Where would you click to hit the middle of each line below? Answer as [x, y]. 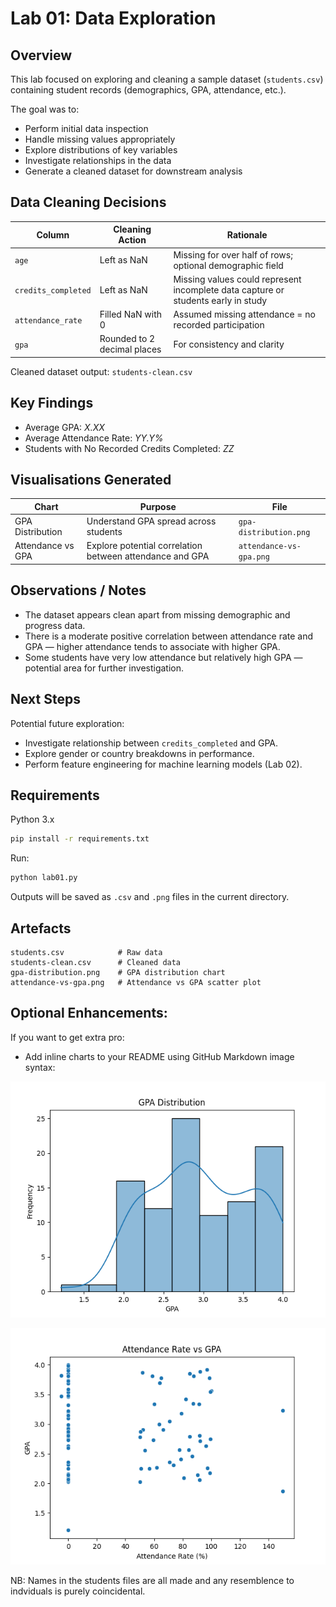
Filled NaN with [131, 314]
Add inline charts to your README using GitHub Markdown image [159, 1056]
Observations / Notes [78, 590]
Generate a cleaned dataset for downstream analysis [133, 171]
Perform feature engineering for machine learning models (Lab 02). [163, 764]
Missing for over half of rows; [233, 254]
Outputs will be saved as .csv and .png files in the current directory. [150, 897]
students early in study [220, 300]
